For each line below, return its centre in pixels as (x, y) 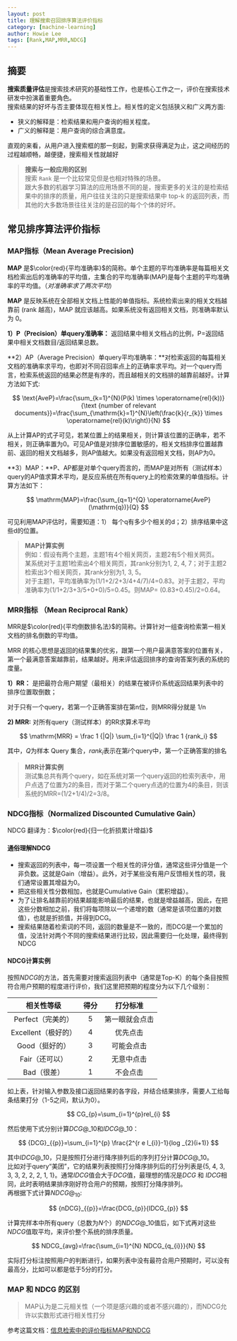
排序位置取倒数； (32, 692)
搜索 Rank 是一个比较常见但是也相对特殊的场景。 (95, 178)
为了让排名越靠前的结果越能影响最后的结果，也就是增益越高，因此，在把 (122, 900)
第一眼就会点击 (129, 1019)
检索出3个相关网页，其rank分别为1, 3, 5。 (85, 572)
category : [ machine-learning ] (52, 27)
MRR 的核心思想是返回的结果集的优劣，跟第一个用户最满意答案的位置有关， (117, 650)
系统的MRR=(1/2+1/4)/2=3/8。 (69, 794)
